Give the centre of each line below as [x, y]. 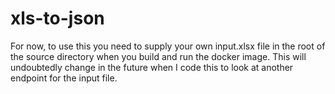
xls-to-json [57, 18]
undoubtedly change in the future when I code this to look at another [152, 67]
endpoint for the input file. [64, 78]
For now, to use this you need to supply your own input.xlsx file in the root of [168, 46]
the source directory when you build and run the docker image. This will [158, 56]
